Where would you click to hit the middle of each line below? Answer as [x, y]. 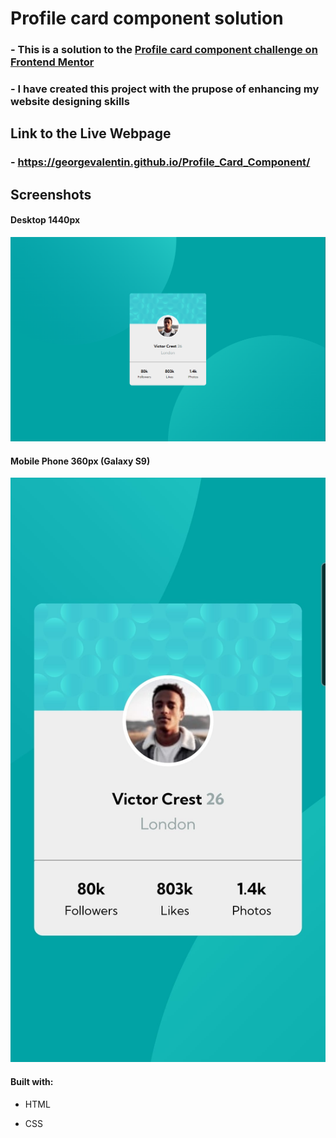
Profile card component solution [147, 18]
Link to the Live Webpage [91, 133]
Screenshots [51, 194]
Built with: [32, 1081]
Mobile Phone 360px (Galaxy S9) [80, 461]
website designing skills [70, 102]
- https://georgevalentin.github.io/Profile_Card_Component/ [160, 162]
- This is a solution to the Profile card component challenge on [164, 50]
